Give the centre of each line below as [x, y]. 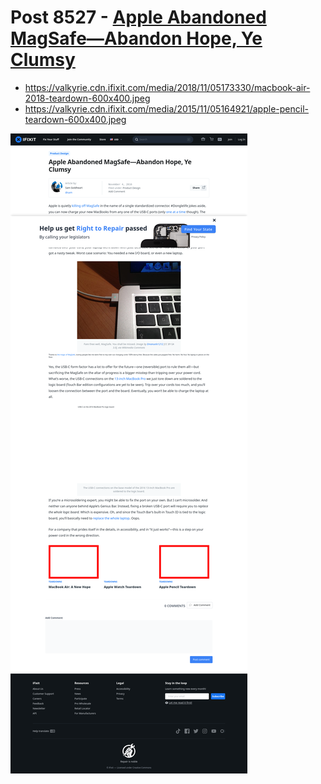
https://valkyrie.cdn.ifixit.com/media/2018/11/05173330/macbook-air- [167, 87]
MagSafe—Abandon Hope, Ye [136, 38]
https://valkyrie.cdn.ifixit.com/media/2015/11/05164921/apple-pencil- [166, 108]
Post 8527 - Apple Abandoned [138, 17]
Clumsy [43, 60]
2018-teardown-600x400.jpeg [87, 98]
